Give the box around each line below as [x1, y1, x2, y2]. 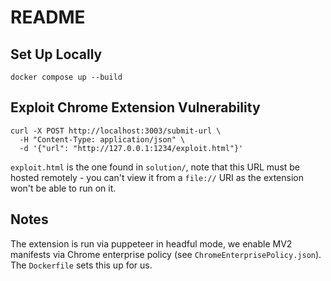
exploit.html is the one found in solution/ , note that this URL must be [10, 161, 301, 173]
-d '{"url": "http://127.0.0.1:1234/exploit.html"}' [19, 143, 244, 153]
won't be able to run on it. [10, 182, 117, 194]
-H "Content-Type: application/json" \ [19, 134, 186, 145]
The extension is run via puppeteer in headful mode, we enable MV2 [10, 237, 293, 250]
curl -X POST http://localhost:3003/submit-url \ [10, 126, 222, 136]
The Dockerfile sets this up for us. [10, 259, 153, 271]
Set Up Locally [10, 46, 103, 63]
